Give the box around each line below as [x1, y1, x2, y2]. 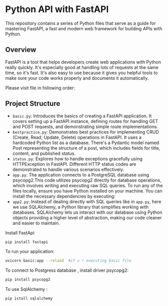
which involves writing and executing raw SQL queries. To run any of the [12, 182, 163, 189]
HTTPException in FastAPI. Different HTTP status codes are [12, 161, 136, 167]
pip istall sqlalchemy [5, 296, 53, 301]
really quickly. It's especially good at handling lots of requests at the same [5, 64, 158, 70]
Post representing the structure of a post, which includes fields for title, [12, 145, 160, 151]
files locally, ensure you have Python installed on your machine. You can [12, 188, 162, 194]
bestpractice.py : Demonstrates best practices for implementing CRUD [12, 129, 159, 135]
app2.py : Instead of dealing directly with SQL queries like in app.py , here [12, 198, 162, 205]
